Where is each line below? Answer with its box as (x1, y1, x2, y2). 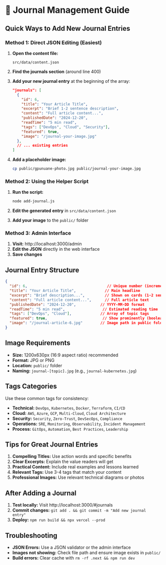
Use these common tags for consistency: (5, 395, 89, 401)
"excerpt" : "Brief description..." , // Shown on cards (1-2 (9, 292, 154, 298)
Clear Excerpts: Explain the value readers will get (12, 458, 114, 465)
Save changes (12, 251, 42, 257)
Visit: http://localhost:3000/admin (12, 241, 82, 247)
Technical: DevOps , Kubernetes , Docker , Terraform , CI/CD (12, 405, 125, 411)
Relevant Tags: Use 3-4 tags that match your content (12, 469, 122, 475)
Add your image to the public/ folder (12, 218, 89, 224)
